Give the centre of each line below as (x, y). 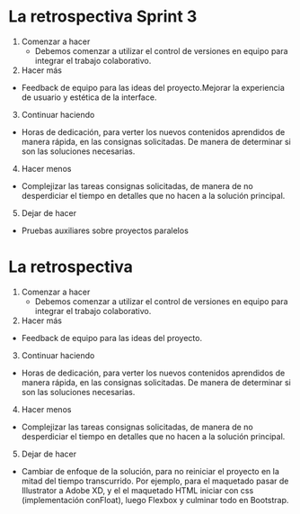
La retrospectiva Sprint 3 (103, 17)
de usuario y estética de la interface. (89, 97)
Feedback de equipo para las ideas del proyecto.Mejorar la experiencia (153, 87)
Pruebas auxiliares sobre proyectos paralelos (105, 230)
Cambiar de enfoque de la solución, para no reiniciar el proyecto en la (150, 471)
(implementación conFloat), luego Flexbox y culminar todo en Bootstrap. (155, 500)
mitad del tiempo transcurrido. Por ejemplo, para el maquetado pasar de (155, 481)
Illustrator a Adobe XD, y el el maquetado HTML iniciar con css (137, 490)
